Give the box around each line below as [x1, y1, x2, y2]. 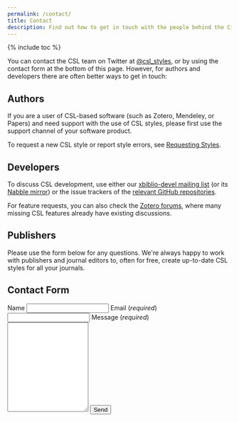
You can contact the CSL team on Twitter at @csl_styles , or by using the [7, 57, 219, 65]
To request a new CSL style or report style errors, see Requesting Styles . [7, 140, 222, 149]
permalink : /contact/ [7, 10, 72, 18]
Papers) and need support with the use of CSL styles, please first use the [7, 119, 223, 128]
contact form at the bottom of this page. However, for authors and [7, 65, 201, 73]
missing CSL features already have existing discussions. [7, 209, 172, 217]
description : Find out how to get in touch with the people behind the [7, 23, 224, 31]
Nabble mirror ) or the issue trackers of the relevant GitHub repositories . [7, 188, 217, 196]
